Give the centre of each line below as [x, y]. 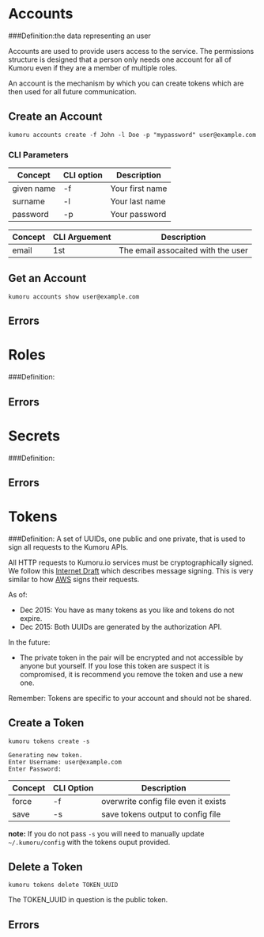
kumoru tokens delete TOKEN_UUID [63, 885]
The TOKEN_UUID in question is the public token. [88, 900]
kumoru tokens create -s [49, 741]
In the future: [29, 642]
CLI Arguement [82, 237]
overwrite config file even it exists [164, 801]
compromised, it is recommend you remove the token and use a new [131, 674]
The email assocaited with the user [183, 250]
